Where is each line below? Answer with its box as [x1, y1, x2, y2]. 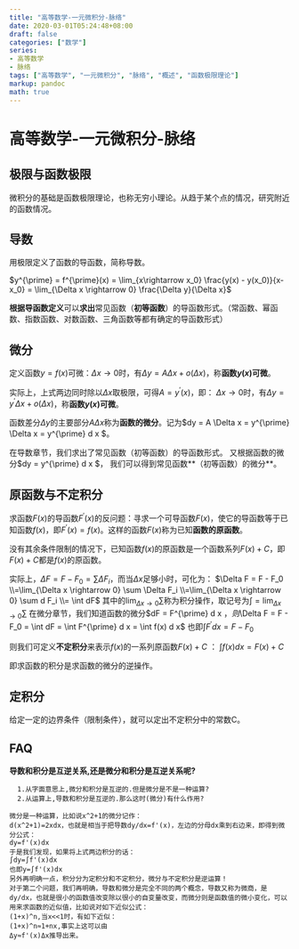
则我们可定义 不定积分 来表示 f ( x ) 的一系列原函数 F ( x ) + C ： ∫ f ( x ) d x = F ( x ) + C [9, 642, 285, 653]
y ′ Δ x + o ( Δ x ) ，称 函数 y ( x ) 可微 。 [9, 397, 124, 410]
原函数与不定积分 [9, 487, 103, 502]
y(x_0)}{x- [246, 275, 285, 286]
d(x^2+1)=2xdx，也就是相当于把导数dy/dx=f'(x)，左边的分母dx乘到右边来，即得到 [9, 821, 279, 831]
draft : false [9, 29, 58, 38]
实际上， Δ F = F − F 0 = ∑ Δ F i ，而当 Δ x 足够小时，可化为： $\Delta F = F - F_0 [9, 573, 284, 586]
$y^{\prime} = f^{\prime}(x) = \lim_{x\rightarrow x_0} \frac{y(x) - [9, 275, 246, 286]
